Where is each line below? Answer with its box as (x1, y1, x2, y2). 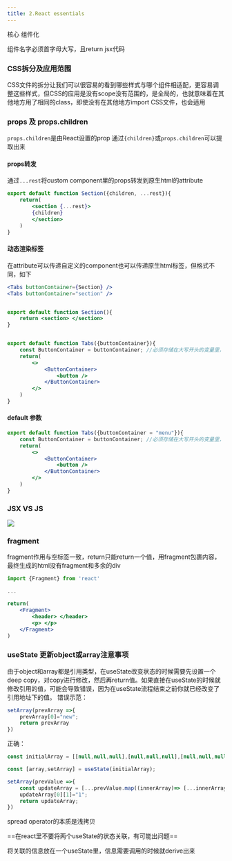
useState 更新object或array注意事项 (7, 650, 129, 660)
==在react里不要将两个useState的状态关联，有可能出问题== (7, 832, 178, 840)
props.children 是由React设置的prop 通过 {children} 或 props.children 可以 (7, 134, 217, 142)
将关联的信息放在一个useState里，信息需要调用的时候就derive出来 (7, 846, 195, 855)
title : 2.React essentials (7, 10, 85, 17)
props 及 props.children (7, 117, 88, 127)
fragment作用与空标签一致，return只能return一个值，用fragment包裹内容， (7, 553, 221, 561)
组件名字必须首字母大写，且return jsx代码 (7, 44, 126, 53)
